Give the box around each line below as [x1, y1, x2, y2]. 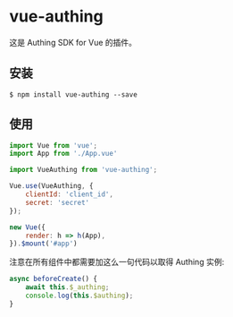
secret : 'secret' [25, 198, 90, 207]
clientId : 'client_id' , [25, 190, 114, 199]
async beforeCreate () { [9, 275, 98, 284]
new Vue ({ [9, 222, 46, 232]
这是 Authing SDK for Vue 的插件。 [9, 37, 137, 47]
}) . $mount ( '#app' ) [9, 239, 78, 248]
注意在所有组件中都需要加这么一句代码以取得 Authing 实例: [9, 257, 225, 268]
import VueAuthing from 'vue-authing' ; [9, 166, 158, 175]
